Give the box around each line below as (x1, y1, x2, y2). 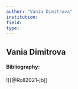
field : (6, 19, 22, 25)
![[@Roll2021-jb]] (6, 76, 48, 83)
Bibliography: (6, 63, 40, 71)
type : (6, 25, 19, 31)
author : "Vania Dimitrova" (6, 8, 73, 15)
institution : (6, 14, 38, 20)
